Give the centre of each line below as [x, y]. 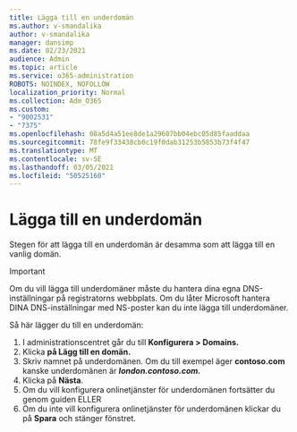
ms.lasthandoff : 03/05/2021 [62, 167]
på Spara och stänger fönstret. [79, 419]
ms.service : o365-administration [72, 76]
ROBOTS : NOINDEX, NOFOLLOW [59, 84]
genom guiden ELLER [62, 400]
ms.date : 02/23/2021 [48, 51]
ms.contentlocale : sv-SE [55, 159]
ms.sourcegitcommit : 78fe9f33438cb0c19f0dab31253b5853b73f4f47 [130, 142]
